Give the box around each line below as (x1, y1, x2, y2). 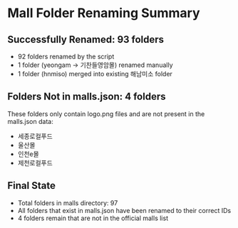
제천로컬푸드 (17, 158, 53, 167)
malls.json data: (7, 117, 53, 125)
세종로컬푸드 (17, 132, 53, 140)
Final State (7, 180, 56, 192)
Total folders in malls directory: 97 (17, 198, 118, 207)
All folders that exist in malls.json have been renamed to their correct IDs (17, 206, 232, 214)
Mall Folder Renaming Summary (7, 5, 201, 21)
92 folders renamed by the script (17, 52, 115, 61)
